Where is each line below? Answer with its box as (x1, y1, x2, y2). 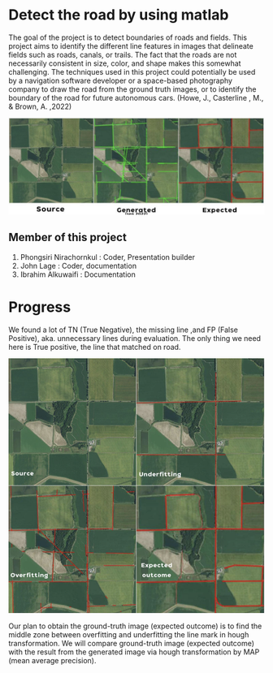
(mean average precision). (8, 655, 97, 665)
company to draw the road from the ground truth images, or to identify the (8, 84, 258, 94)
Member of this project (8, 231, 128, 244)
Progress (8, 298, 71, 316)
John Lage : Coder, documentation (19, 261, 136, 270)
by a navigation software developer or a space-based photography (8, 75, 233, 85)
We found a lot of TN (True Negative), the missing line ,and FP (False (8, 325, 238, 334)
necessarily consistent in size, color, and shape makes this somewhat (8, 58, 241, 68)
